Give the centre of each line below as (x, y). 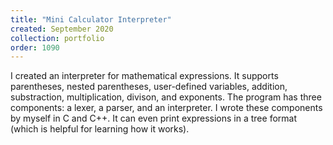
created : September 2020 (62, 29)
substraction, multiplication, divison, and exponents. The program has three (166, 97)
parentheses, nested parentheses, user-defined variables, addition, (149, 87)
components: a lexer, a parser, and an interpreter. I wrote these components (166, 108)
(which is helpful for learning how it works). (100, 129)
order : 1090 (35, 47)
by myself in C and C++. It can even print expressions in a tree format (153, 118)
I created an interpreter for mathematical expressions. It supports (144, 76)
